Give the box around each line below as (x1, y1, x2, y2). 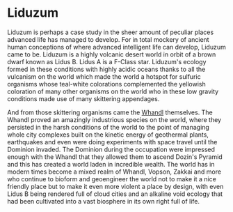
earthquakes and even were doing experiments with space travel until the (7, 137, 218, 146)
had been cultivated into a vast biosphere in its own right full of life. (7, 197, 200, 205)
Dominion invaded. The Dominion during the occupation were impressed (7, 145, 216, 153)
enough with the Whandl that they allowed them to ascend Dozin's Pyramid (7, 152, 223, 161)
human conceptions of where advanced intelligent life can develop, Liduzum (7, 43, 226, 51)
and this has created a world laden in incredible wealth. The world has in (7, 160, 215, 168)
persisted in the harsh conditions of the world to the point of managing (7, 123, 210, 131)
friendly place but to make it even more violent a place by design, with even (7, 182, 224, 190)
